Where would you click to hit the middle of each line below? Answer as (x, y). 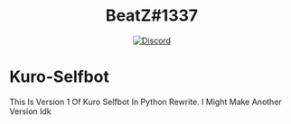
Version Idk (30, 111)
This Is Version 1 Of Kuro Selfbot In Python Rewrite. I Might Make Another (145, 102)
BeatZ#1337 (152, 16)
